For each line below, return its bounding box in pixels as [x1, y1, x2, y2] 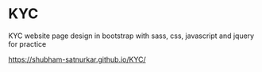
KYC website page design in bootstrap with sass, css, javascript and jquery [8, 31, 255, 40]
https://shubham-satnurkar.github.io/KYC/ [8, 55, 146, 64]
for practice [8, 39, 47, 48]
